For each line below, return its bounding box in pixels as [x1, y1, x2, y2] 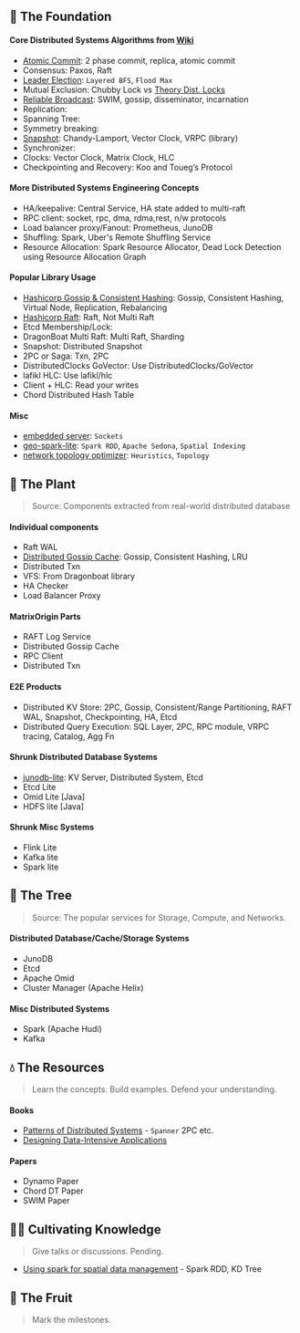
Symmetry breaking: [22, 122, 99, 133]
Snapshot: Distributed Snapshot [22, 341, 143, 351]
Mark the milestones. [31, 1315, 111, 1326]
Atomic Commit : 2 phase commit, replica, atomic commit [22, 55, 235, 66]
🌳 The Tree [9, 888, 73, 903]
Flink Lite [22, 842, 57, 853]
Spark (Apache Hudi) [22, 1024, 102, 1035]
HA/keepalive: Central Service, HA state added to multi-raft [22, 203, 246, 213]
